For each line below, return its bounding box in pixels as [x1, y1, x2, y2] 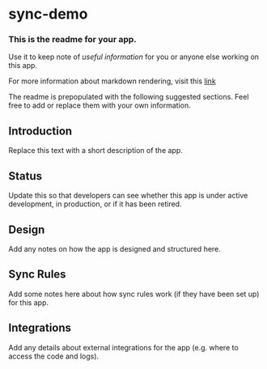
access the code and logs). [8, 351, 100, 361]
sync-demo [8, 5, 88, 23]
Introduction [8, 124, 73, 138]
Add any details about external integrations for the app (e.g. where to [8, 342, 239, 352]
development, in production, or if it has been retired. [8, 199, 182, 209]
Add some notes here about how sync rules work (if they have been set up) [8, 289, 260, 299]
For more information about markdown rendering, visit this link [8, 76, 216, 86]
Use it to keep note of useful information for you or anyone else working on [8, 52, 260, 61]
